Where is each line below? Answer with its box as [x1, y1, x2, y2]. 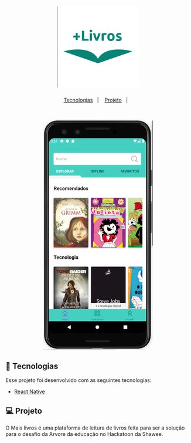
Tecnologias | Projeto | [63, 96, 128, 103]
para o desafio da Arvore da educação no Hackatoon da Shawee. [5, 431, 163, 438]
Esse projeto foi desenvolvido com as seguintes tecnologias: [5, 377, 152, 384]
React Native [13, 388, 45, 395]
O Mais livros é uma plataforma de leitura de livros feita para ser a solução [5, 424, 185, 431]
